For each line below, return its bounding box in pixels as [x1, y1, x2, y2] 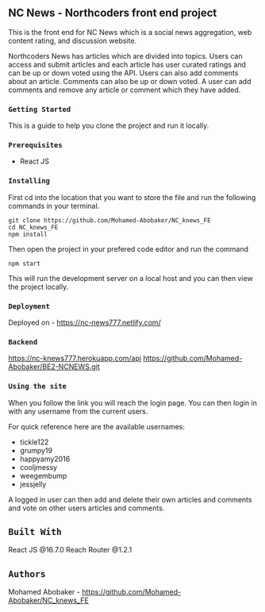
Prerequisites [8, 140, 63, 150]
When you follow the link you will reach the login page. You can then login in [8, 398, 258, 407]
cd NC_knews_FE [8, 223, 59, 231]
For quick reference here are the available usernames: [8, 421, 185, 431]
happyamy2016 [19, 454, 71, 464]
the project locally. [8, 282, 69, 291]
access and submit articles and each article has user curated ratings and [8, 60, 246, 69]
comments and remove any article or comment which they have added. [8, 85, 241, 94]
